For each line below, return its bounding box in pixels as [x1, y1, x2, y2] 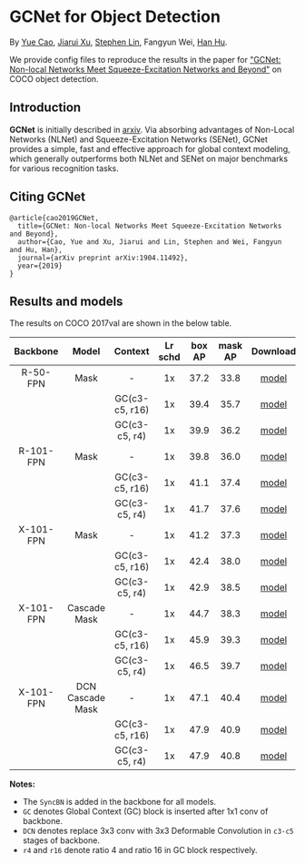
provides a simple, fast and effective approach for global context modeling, [9, 143, 290, 154]
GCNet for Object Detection [9, 6, 221, 27]
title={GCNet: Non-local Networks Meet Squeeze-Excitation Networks [17, 221, 282, 230]
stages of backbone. [22, 835, 100, 846]
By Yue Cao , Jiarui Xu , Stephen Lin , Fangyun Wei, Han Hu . [9, 36, 228, 47]
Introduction [9, 100, 82, 116]
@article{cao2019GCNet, [9, 213, 100, 222]
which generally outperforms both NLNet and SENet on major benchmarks [9, 153, 289, 164]
